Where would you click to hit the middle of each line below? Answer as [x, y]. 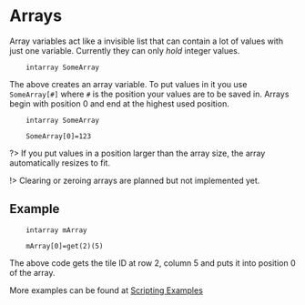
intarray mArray [57, 230]
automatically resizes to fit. [60, 163]
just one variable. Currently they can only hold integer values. [125, 50]
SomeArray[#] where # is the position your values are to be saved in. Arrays [149, 94]
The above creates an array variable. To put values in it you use [128, 84]
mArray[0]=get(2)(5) [65, 246]
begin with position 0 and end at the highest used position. [119, 103]
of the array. [33, 272]
